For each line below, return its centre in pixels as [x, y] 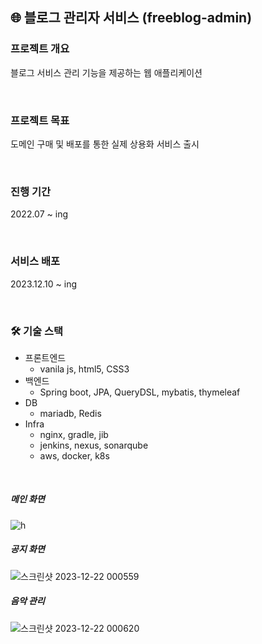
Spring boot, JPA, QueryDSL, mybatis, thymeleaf [140, 392]
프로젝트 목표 [40, 120]
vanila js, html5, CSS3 [84, 369]
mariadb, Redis [70, 413]
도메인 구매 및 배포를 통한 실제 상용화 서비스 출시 [105, 144]
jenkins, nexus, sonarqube [94, 445]
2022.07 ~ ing [39, 214]
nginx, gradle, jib [74, 434]
